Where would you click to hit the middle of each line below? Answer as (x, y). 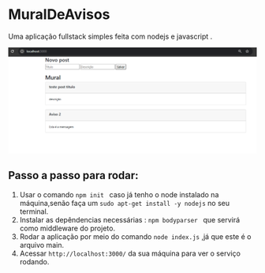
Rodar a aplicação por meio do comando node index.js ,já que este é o (135, 236)
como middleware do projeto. (67, 228)
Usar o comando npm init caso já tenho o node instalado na (119, 194)
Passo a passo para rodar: (74, 176)
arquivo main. (42, 245)
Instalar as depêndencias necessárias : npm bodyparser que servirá (130, 219)
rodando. (34, 261)
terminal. (34, 211)
